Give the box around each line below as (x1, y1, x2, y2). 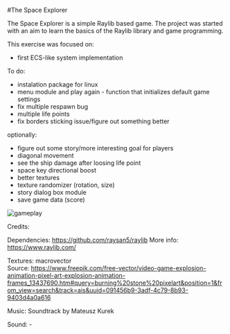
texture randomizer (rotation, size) (17, 181, 115, 189)
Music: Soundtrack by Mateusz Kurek (7, 307, 114, 315)
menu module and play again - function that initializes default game (17, 88, 210, 96)
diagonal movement (17, 152, 74, 159)
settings (17, 95, 41, 103)
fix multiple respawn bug (17, 103, 89, 110)
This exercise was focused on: (7, 40, 95, 48)
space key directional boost (17, 166, 97, 174)
